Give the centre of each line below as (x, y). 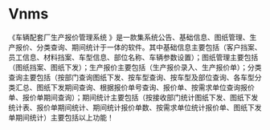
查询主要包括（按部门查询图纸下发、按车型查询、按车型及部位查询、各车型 (131, 77)
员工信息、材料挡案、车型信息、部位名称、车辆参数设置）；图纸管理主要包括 (133, 57)
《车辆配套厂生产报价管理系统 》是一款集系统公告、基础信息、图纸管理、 (129, 37)
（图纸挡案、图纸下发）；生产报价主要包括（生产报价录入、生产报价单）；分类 (135, 67)
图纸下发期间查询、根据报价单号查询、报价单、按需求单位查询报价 (145, 87)
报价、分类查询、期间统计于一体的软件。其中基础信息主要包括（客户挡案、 (138, 47)
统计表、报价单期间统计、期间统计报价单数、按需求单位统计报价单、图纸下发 (135, 107)
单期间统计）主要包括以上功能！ (61, 117)
